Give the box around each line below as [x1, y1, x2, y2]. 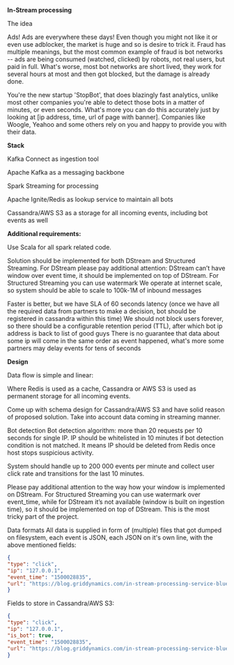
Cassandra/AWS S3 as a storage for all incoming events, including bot [7, 209, 208, 217]
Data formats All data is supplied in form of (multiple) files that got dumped [7, 526, 222, 534]
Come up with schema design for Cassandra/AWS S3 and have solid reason [7, 405, 225, 414]
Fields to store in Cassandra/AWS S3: [7, 599, 115, 608]
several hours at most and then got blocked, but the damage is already [7, 70, 210, 78]
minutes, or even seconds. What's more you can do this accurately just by [7, 106, 220, 114]
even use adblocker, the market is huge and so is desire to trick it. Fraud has [7, 40, 226, 48]
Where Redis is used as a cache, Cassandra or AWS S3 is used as [7, 384, 196, 393]
